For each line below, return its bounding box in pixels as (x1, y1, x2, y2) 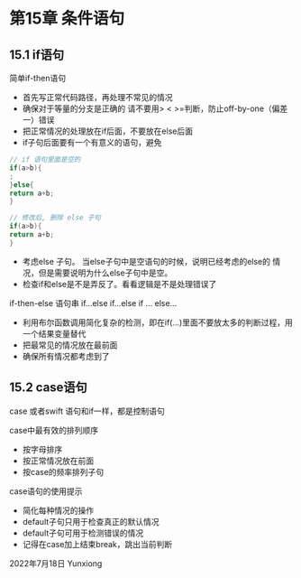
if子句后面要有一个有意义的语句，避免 (22, 137, 162, 147)
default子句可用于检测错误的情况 (22, 527, 144, 538)
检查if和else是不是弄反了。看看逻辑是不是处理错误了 (22, 278, 217, 289)
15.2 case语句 (9, 380, 87, 396)
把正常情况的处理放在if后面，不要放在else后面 (22, 126, 194, 136)
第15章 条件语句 (9, 8, 125, 29)
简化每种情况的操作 (22, 505, 95, 516)
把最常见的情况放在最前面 (22, 340, 118, 350)
